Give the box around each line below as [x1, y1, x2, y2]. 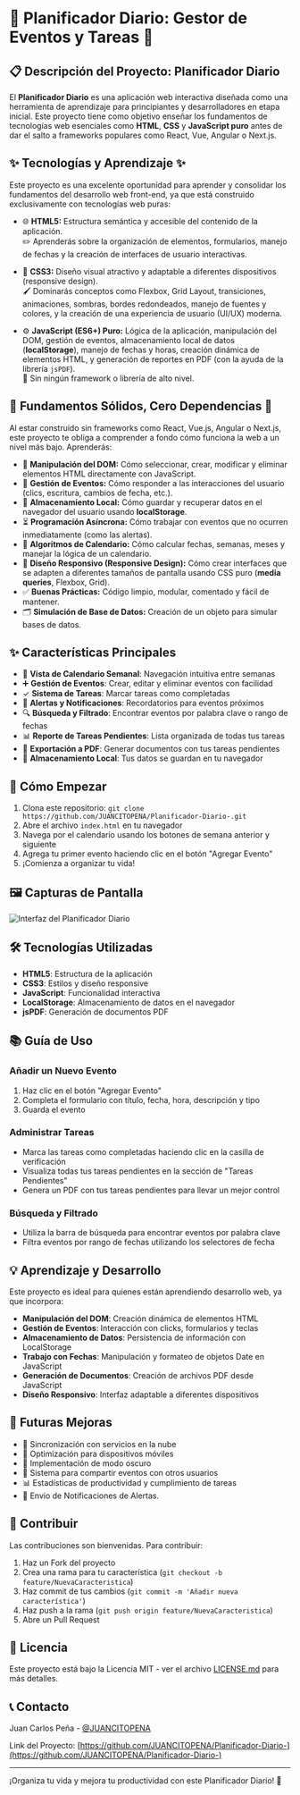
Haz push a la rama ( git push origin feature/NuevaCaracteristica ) [21, 1605, 274, 1615]
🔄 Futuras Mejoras [9, 1415, 113, 1430]
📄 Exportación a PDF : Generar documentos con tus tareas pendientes [21, 744, 280, 754]
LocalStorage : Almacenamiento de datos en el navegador [21, 997, 235, 1007]
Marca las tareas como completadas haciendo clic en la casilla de [21, 1146, 265, 1157]
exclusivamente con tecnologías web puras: [9, 198, 171, 209]
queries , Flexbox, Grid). [21, 577, 110, 587]
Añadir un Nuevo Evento [9, 1065, 118, 1077]
